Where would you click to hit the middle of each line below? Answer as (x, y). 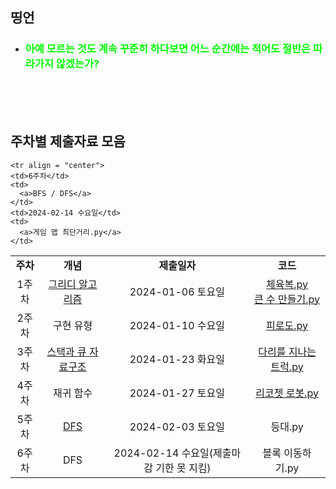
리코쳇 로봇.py (287, 393)
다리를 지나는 (287, 351)
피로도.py (287, 325)
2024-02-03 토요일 (177, 426)
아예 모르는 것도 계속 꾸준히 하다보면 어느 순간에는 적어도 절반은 (168, 49)
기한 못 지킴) (183, 468)
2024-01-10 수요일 (177, 325)
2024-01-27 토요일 (177, 393)
